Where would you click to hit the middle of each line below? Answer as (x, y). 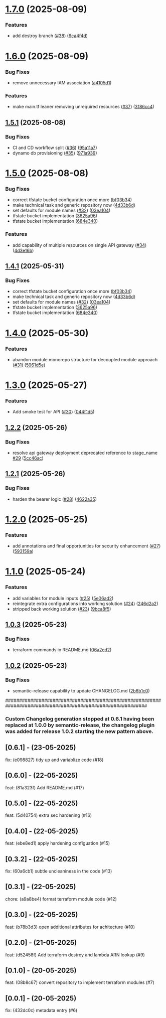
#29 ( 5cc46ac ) (28, 458)
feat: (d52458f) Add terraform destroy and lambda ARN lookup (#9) (75, 955)
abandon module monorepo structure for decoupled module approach (85, 359)
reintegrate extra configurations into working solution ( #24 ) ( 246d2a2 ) (85, 604)
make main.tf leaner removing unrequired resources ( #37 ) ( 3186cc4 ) (83, 107)
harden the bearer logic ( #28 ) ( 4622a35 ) (54, 499)
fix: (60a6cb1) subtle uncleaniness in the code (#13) (59, 871)
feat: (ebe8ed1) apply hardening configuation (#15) (58, 843)
